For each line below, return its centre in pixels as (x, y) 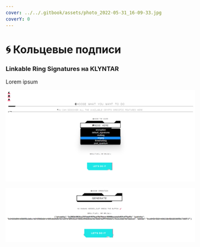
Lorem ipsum (22, 82)
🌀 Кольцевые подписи (63, 50)
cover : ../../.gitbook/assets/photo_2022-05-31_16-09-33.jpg (84, 13)
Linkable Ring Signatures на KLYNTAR (62, 69)
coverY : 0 (18, 19)
